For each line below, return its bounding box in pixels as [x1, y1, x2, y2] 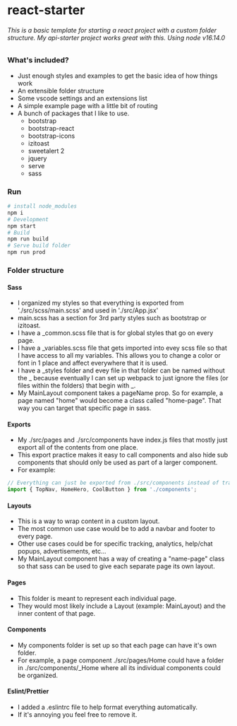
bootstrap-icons [28, 131, 75, 140]
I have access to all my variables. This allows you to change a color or [17, 351, 221, 360]
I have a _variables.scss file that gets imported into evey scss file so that [17, 344, 228, 352]
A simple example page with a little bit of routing [17, 101, 158, 110]
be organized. [17, 671, 59, 679]
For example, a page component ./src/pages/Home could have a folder [17, 656, 224, 664]
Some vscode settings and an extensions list [17, 94, 148, 103]
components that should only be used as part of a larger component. [17, 458, 218, 467]
